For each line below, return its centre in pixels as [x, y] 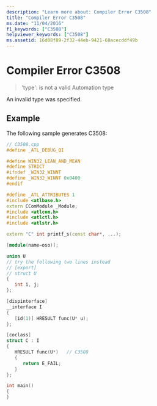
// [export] [21, 267]
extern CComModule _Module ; [42, 206]
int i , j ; [27, 285]
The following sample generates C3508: [57, 133]
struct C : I [23, 341]
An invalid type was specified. [44, 99]
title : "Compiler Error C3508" [46, 18]
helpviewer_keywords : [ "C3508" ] [47, 35]
